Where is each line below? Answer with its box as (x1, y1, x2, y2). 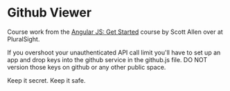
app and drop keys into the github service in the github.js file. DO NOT (7, 55, 208, 63)
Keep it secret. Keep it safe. (7, 76, 86, 84)
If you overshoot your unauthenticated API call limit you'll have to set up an (7, 48, 221, 57)
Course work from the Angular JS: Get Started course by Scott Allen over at (7, 28, 223, 36)
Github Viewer (7, 5, 92, 21)
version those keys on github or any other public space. (7, 63, 166, 71)
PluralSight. (7, 34, 40, 43)
